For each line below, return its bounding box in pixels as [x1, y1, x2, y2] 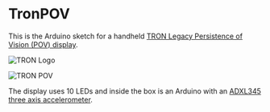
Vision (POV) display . [8, 39, 78, 49]
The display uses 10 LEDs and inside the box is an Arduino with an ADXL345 [8, 86, 262, 96]
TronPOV [8, 5, 70, 23]
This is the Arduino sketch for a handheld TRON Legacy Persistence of [8, 31, 243, 41]
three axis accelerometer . [8, 94, 93, 104]
